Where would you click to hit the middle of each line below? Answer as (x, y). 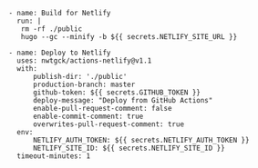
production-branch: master (84, 84)
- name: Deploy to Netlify (60, 53)
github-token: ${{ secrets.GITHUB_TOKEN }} (117, 93)
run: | (29, 21)
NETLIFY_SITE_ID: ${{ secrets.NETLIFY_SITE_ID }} (129, 148)
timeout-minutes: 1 (54, 156)
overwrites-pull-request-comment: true (108, 124)
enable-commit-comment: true (88, 116)
